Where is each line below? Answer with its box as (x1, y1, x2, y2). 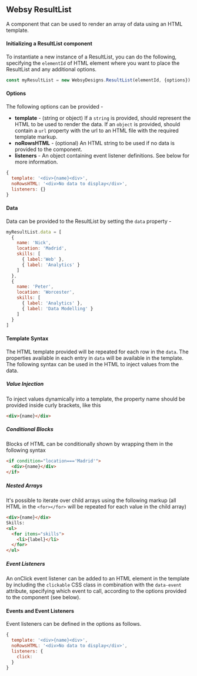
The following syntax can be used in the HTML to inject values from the (6, 360, 179, 367)
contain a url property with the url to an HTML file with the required (14, 127, 179, 134)
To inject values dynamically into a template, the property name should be (6, 395, 185, 402)
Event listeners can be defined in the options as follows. (6, 621, 142, 628)
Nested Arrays (6, 482, 43, 489)
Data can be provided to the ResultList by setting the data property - (6, 218, 172, 225)
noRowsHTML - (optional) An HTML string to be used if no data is (14, 140, 175, 147)
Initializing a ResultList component (6, 40, 93, 47)
